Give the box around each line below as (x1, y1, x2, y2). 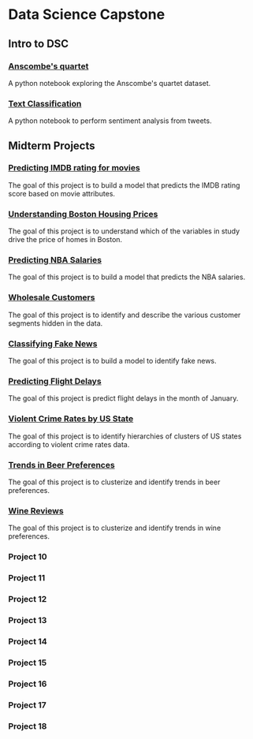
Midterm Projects (8, 139, 96, 152)
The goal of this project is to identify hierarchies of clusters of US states (8, 431, 242, 441)
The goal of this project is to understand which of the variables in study (8, 226, 240, 236)
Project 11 (8, 573, 46, 584)
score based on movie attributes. (8, 188, 116, 198)
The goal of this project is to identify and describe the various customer (8, 310, 241, 319)
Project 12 (8, 594, 47, 604)
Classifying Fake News (8, 338, 98, 349)
